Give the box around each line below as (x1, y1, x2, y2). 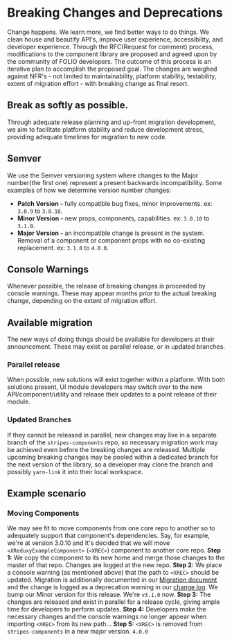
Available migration (7, 317, 93, 329)
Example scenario (7, 487, 87, 500)
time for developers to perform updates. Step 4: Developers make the (7, 605, 206, 614)
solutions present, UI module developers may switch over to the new (7, 383, 203, 391)
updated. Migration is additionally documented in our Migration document (7, 575, 217, 584)
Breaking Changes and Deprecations (7, 5, 223, 21)
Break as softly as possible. (7, 99, 129, 112)
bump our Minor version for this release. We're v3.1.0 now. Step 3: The (7, 591, 211, 599)
